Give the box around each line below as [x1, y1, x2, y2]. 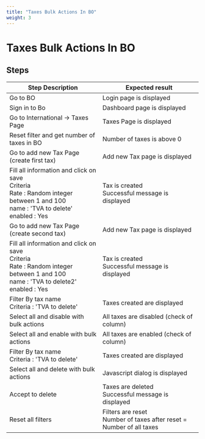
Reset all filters [9, 415, 52, 424]
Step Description [27, 83, 78, 91]
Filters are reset [103, 407, 148, 416]
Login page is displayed [103, 93, 171, 102]
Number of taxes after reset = [103, 415, 187, 424]
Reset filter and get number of [9, 130, 96, 139]
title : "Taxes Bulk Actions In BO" [6, 9, 97, 15]
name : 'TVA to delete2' [9, 277, 77, 285]
